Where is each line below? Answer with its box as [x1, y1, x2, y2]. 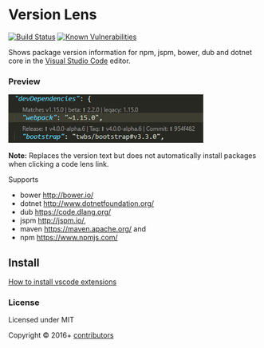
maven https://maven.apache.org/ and [19, 224, 146, 234]
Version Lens [8, 6, 97, 24]
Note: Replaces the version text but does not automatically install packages [8, 151, 257, 160]
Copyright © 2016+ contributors [8, 330, 114, 340]
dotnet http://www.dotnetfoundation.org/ [19, 199, 154, 208]
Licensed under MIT [8, 315, 74, 325]
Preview [8, 76, 41, 87]
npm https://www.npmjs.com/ [19, 233, 118, 243]
